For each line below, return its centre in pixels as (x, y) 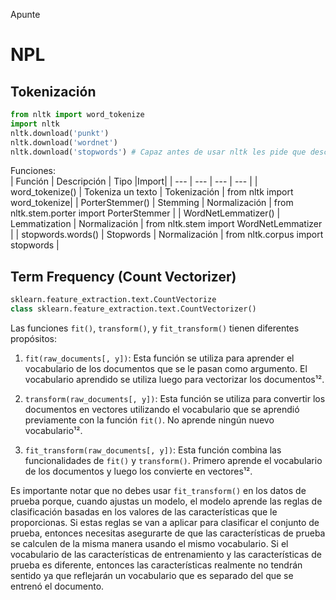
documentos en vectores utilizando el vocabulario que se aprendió (162, 409)
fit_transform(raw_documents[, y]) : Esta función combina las (153, 450)
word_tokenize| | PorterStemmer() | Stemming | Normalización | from (152, 203)
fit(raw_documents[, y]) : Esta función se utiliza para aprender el (159, 358)
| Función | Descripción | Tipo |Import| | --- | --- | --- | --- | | (134, 181)
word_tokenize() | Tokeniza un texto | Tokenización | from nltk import (152, 192)
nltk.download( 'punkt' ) (60, 133)
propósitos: (34, 338)
